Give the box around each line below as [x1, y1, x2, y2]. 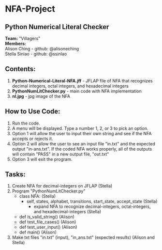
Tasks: [5, 171, 26, 179]
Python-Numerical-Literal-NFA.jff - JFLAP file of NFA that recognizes [12, 78, 153, 83]
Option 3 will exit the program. [12, 156, 73, 162]
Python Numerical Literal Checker [5, 23, 109, 31]
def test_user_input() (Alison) [19, 224, 77, 230]
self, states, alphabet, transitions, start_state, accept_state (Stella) [26, 199, 158, 204]
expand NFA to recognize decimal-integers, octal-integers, [33, 203, 151, 209]
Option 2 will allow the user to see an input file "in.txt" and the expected [12, 141, 156, 146]
